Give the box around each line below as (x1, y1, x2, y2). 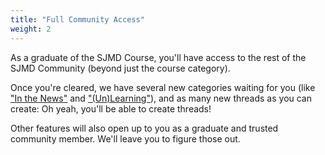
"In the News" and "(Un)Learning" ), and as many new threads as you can (10, 92, 313, 104)
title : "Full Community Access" (10, 14, 145, 25)
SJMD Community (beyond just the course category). (10, 62, 231, 74)
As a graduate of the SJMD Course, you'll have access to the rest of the (10, 51, 307, 63)
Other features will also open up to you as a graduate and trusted (10, 122, 279, 134)
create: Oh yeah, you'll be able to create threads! (10, 102, 212, 115)
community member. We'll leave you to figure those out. (10, 132, 241, 145)
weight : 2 (10, 24, 52, 34)
